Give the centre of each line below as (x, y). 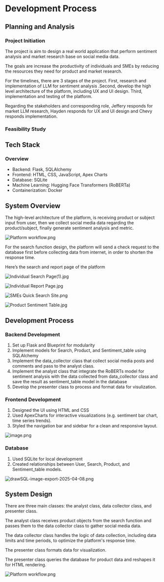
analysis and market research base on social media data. (62, 56)
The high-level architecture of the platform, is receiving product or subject (80, 218)
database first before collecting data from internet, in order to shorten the (79, 252)
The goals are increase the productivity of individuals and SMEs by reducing (82, 66)
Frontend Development (33, 399)
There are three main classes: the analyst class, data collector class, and (78, 506)
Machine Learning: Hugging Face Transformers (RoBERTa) (71, 185)
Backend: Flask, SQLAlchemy (42, 169)
